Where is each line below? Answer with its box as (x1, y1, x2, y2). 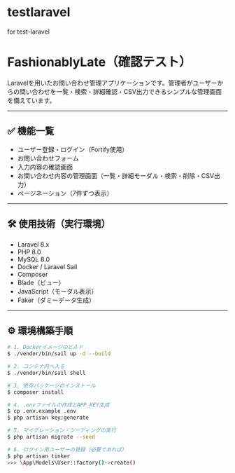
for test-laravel (7, 27, 50, 36)
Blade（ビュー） (17, 278, 65, 287)
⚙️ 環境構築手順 (7, 324, 73, 336)
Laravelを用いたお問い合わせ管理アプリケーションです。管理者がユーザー (7, 78, 218, 87)
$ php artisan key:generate (7, 414, 90, 421)
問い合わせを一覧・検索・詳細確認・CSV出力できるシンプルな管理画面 (19, 87, 222, 95)
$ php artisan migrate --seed (7, 434, 96, 441)
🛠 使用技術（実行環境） (7, 218, 111, 230)
